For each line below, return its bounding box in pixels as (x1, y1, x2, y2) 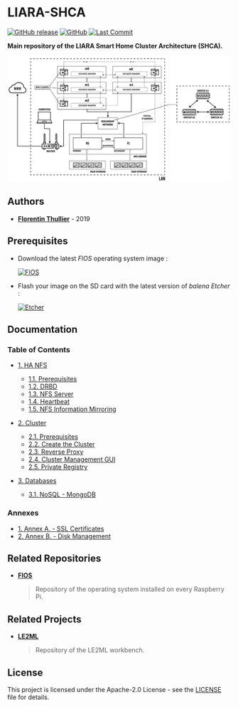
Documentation (7, 323, 78, 335)
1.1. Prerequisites (28, 375, 77, 383)
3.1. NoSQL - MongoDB (28, 490, 96, 499)
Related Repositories (7, 552, 102, 564)
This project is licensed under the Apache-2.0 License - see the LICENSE (7, 685, 222, 693)
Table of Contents (7, 344, 71, 354)
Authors (7, 196, 45, 208)
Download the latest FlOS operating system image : (17, 254, 168, 262)
